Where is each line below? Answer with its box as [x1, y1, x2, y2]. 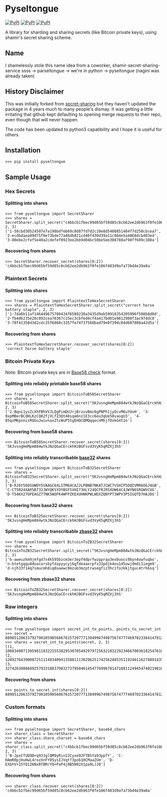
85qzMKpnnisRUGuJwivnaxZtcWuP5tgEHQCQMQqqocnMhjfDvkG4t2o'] [5, 418, 133, 423]
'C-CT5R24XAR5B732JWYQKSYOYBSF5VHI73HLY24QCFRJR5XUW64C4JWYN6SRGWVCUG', [5, 488, 159, 493]
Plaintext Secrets [5, 275, 48, 282]
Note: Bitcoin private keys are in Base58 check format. [5, 369, 117, 375]
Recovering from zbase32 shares [5, 576, 76, 582]
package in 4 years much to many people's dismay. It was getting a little [5, 106, 153, 112]
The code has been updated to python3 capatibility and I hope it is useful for [5, 126, 163, 132]
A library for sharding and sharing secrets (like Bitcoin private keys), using [5, 29, 157, 35]
